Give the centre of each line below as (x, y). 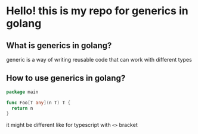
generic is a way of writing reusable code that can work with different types (99, 60)
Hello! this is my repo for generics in (98, 11)
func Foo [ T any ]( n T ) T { (38, 103)
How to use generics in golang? (66, 78)
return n (22, 108)
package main (22, 92)
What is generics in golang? (59, 45)
